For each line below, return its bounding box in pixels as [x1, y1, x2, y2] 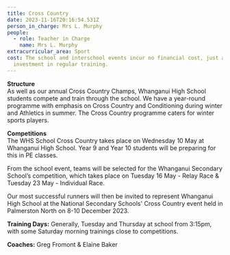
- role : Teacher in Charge [13, 36, 90, 42]
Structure [7, 79, 36, 88]
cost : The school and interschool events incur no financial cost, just [7, 55, 219, 62]
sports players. [7, 116, 49, 124]
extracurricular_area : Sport [7, 49, 90, 55]
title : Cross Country [7, 10, 69, 17]
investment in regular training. [13, 61, 109, 68]
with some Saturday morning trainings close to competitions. [7, 227, 179, 235]
